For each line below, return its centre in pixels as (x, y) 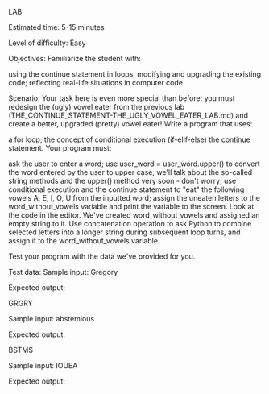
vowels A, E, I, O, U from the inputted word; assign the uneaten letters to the (134, 198)
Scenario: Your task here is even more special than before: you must (122, 98)
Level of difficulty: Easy (47, 43)
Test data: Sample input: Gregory (63, 272)
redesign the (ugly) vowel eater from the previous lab (97, 107)
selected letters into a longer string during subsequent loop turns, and (124, 232)
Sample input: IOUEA (43, 365)
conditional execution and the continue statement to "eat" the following (126, 189)
